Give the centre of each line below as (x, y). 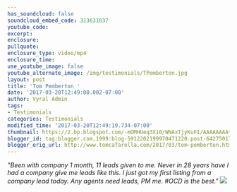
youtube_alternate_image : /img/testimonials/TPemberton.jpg (98, 73)
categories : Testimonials (45, 119)
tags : (15, 106)
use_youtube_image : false (45, 66)
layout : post (26, 79)
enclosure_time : (31, 60)
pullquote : (23, 47)
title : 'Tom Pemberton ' (44, 86)
